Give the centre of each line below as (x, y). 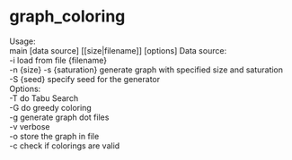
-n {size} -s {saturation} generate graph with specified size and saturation (146, 70)
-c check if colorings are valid (65, 146)
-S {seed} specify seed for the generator (84, 79)
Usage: (22, 41)
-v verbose (30, 126)
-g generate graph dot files (59, 117)
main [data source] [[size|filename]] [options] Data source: (118, 50)
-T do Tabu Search (44, 98)
